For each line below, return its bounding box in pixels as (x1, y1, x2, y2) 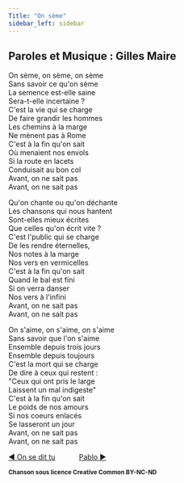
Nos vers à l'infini (8, 292, 66, 302)
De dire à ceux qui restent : (8, 368, 98, 378)
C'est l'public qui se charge (8, 232, 99, 242)
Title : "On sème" (8, 11, 67, 20)
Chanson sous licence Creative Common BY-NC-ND (8, 468, 157, 477)
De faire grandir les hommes (8, 114, 103, 124)
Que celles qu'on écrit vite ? (8, 224, 102, 233)
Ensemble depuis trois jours (8, 342, 101, 352)
